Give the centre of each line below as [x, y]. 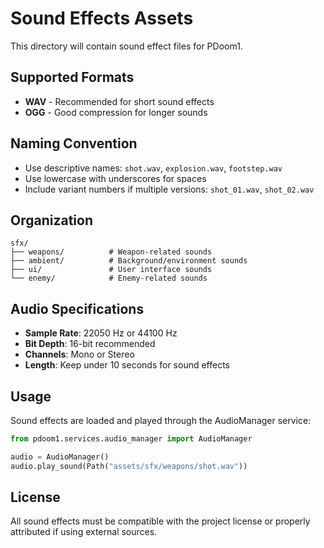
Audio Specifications [77, 308]
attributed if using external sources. [84, 532]
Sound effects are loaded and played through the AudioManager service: [161, 420]
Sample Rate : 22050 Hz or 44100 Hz [101, 333]
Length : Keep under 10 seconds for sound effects [127, 365]
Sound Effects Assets [102, 18]
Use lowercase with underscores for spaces [115, 178]
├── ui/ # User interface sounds [111, 270]
